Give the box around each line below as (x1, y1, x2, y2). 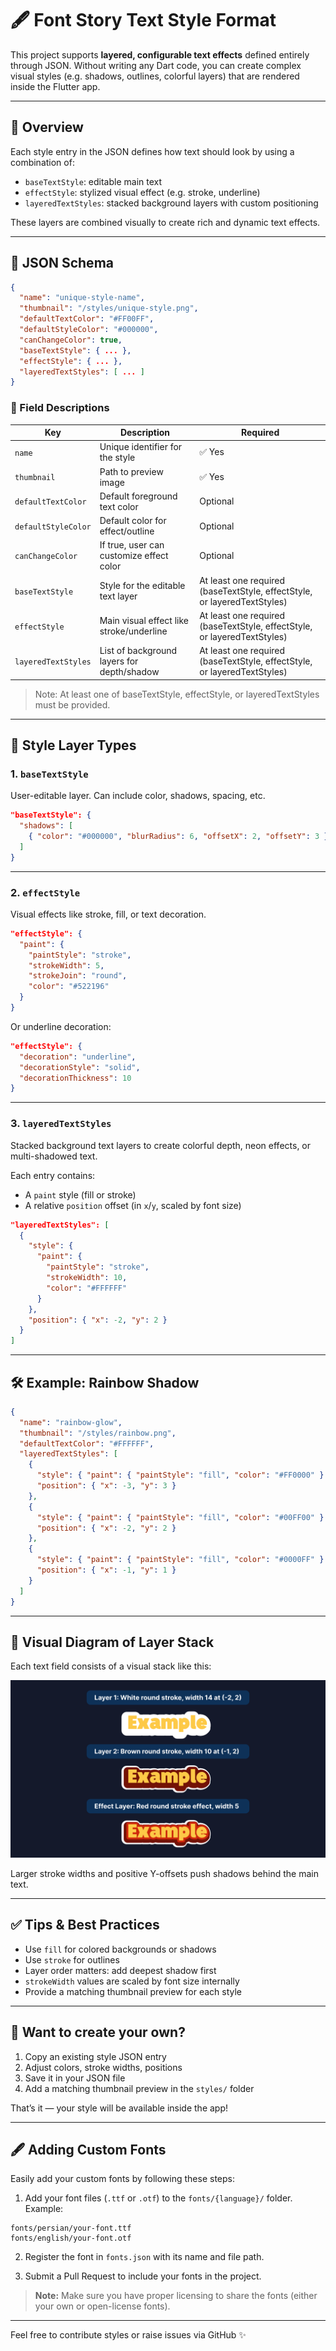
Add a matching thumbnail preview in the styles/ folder (24, 2082, 255, 2094)
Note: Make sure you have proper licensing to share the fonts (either (34, 2290, 318, 2302)
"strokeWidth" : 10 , (46, 1273, 128, 1283)
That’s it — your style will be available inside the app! (10, 2102, 229, 2114)
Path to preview (99, 465, 164, 477)
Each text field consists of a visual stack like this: (10, 1660, 212, 1672)
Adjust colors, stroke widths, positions (24, 2061, 183, 2073)
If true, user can (99, 539, 165, 551)
